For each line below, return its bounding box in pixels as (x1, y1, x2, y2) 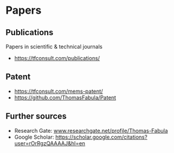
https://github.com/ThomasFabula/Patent (14, 93, 117, 101)
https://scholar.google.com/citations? (55, 133, 148, 140)
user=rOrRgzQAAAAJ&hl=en (14, 139, 86, 146)
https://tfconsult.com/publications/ (14, 55, 100, 61)
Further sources (5, 111, 67, 121)
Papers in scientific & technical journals (5, 43, 103, 50)
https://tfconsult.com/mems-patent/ (14, 88, 103, 95)
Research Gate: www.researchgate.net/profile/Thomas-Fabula (14, 127, 168, 134)
